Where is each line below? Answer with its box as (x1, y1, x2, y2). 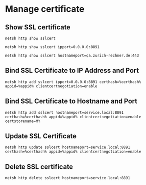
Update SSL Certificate (5, 132, 77, 140)
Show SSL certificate (5, 23, 71, 31)
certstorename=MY (5, 119, 41, 124)
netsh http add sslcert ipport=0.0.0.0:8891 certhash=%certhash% (5, 79, 141, 84)
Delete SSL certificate (5, 162, 73, 171)
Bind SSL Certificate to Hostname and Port (5, 97, 138, 106)
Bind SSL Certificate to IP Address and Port (5, 66, 139, 75)
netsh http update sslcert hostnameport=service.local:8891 (5, 145, 131, 150)
